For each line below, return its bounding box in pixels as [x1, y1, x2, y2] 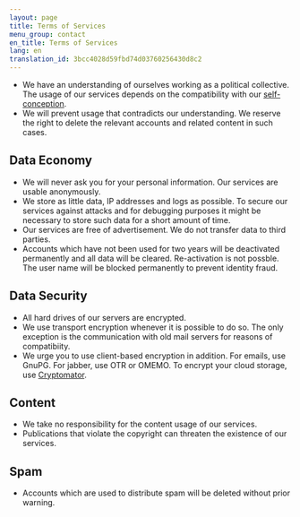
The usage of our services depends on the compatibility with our [21, 89, 261, 99]
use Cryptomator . [21, 369, 87, 380]
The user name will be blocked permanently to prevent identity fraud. [21, 262, 279, 273]
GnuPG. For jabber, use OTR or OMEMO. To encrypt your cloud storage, [21, 359, 287, 370]
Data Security [9, 289, 88, 304]
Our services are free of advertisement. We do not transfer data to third [21, 224, 287, 235]
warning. [21, 497, 56, 508]
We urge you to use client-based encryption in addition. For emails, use [21, 350, 287, 361]
